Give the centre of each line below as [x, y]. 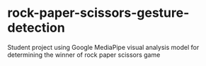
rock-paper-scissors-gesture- [98, 13]
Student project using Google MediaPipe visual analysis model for [103, 47]
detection [36, 28]
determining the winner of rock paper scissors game [84, 55]
